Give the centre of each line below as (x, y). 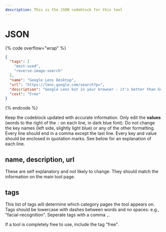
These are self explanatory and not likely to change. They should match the (82, 172)
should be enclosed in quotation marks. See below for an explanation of (78, 139)
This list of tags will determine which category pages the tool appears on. (80, 204)
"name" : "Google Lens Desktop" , (43, 80)
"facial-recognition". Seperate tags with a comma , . (58, 215)
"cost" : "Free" (25, 94)
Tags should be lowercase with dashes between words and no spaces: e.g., (82, 209)
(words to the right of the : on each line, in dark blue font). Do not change (80, 123)
